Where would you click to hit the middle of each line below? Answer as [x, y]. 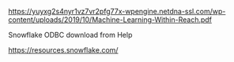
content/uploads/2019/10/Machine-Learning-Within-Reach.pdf [110, 20]
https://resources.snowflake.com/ [63, 50]
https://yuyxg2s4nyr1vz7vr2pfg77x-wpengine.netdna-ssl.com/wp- [117, 11]
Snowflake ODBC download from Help [70, 35]
